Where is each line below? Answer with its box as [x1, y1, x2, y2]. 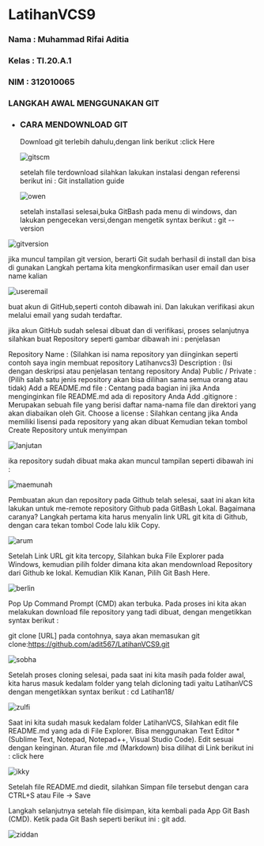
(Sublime [8, 735, 38, 745]
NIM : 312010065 [8, 76, 75, 87]
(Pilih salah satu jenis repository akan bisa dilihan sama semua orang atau [8, 375, 248, 385]
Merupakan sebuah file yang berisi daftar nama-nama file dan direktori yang [8, 400, 257, 410]
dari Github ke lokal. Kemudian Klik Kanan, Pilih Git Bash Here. [8, 568, 210, 578]
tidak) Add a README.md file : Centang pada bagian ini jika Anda [8, 383, 220, 393]
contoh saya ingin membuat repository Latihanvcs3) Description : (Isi [8, 358, 233, 368]
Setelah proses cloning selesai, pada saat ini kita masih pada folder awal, [8, 670, 247, 679]
